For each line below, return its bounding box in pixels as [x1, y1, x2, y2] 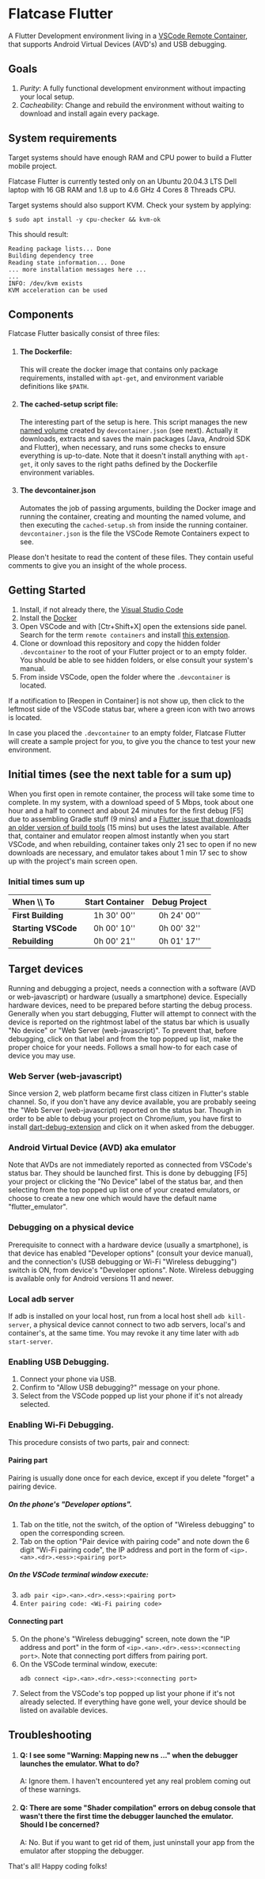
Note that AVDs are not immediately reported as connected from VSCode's [8, 1160, 252, 1169]
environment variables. [19, 467, 95, 477]
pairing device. [8, 1481, 57, 1491]
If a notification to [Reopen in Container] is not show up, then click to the [8, 696, 245, 705]
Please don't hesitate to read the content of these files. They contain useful [8, 552, 254, 562]
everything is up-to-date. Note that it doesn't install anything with [19, 451, 233, 460]
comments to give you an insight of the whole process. [8, 560, 187, 570]
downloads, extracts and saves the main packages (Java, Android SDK [19, 433, 251, 444]
